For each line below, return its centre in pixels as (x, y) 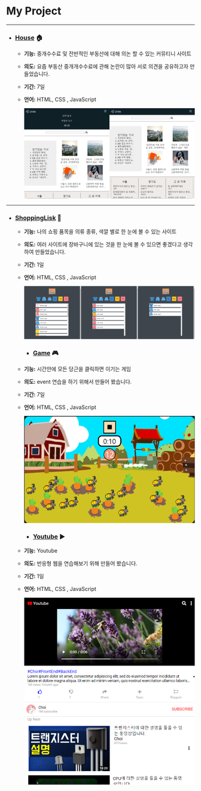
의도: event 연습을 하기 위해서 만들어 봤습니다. (78, 381)
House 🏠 (29, 37)
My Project (34, 11)
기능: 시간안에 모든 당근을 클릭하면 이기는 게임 (77, 369)
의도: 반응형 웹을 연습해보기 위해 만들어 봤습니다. (80, 563)
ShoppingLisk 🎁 (38, 217)
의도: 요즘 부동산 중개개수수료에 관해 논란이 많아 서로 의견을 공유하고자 (106, 67)
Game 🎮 (45, 353)
